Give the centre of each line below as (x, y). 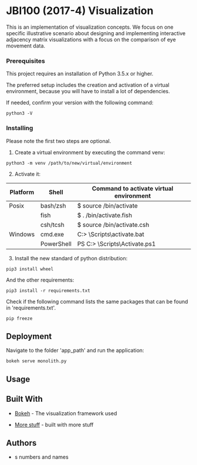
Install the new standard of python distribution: (71, 258)
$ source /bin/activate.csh (113, 225)
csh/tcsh (52, 225)
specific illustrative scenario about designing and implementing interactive (96, 33)
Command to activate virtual (133, 188)
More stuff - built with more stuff (54, 425)
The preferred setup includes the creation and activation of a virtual (88, 85)
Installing (20, 128)
